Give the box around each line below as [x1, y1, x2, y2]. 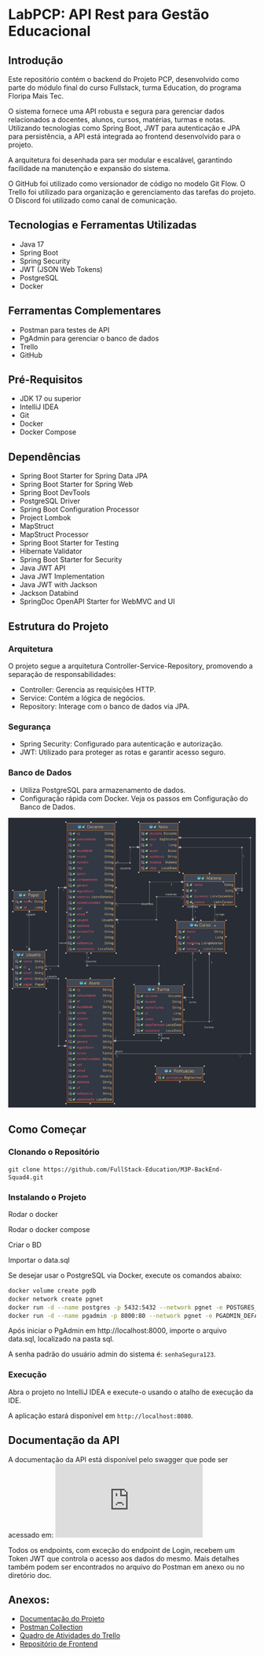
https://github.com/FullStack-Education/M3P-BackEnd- [42, 1165, 223, 1174]
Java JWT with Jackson [19, 580, 98, 590]
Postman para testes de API [19, 325, 110, 334]
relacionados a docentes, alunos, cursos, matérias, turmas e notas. [8, 115, 225, 124]
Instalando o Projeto [8, 1192, 86, 1203]
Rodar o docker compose [8, 1224, 90, 1234]
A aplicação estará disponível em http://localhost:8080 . [8, 1411, 194, 1420]
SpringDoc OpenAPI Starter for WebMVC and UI [19, 597, 175, 606]
